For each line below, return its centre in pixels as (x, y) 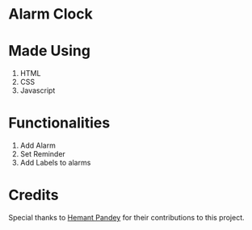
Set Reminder (43, 154)
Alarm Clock (50, 14)
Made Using (50, 51)
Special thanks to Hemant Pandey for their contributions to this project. (126, 217)
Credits (34, 195)
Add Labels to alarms (55, 163)
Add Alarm (38, 145)
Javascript (38, 90)
